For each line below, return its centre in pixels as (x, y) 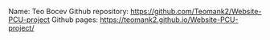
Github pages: (75, 20)
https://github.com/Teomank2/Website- (196, 11)
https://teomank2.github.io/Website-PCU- (169, 20)
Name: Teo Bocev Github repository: (69, 11)
